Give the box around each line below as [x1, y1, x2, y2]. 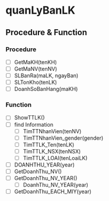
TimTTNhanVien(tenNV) [23, 127, 82, 134]
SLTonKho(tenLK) [14, 78, 57, 86]
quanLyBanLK [5, 4, 75, 17]
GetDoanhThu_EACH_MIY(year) [14, 188, 92, 195]
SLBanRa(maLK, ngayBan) [14, 72, 79, 79]
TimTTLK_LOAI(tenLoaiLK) [23, 154, 88, 161]
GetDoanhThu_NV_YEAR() [14, 175, 78, 182]
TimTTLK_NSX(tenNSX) [23, 147, 81, 155]
